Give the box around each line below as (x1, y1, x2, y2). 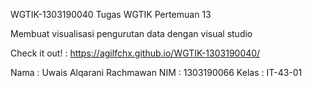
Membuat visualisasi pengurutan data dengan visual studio (10, 28, 253, 39)
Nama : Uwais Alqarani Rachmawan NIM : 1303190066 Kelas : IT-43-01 (10, 67, 303, 78)
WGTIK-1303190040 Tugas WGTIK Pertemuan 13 (10, 9, 212, 20)
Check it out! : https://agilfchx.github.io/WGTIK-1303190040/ (10, 47, 261, 59)
